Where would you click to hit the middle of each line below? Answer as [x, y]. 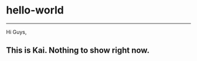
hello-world [35, 10]
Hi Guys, [16, 32]
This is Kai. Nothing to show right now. [78, 50]
